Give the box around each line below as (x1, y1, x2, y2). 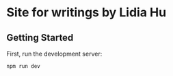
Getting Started (6, 32, 74, 43)
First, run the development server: (6, 50, 103, 58)
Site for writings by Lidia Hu (6, 5, 167, 20)
